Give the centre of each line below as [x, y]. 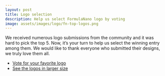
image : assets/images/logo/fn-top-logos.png [52, 24]
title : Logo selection [28, 14]
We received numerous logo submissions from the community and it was [80, 38]
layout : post [19, 10]
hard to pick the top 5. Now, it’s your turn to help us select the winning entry [82, 43]
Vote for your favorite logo [39, 63]
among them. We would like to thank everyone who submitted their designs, [82, 48]
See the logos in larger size [40, 69]
